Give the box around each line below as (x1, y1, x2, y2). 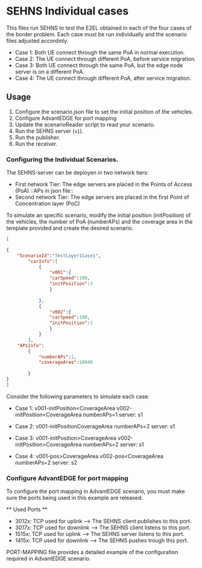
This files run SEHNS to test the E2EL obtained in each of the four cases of (6, 24, 192, 31)
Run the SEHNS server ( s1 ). (14, 127, 84, 134)
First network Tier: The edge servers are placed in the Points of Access (14, 181, 193, 188)
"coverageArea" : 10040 (38, 360, 93, 366)
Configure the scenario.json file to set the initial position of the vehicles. (14, 108, 194, 115)
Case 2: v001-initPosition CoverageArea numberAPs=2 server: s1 (14, 422, 175, 430)
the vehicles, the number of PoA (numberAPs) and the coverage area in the (6, 218, 193, 225)
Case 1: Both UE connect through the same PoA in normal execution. (14, 48, 185, 56)
